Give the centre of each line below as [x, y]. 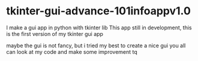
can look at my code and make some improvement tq [72, 51]
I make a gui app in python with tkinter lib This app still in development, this [99, 28]
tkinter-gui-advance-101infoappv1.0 [98, 11]
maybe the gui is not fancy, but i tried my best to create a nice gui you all [96, 45]
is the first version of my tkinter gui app [55, 33]
